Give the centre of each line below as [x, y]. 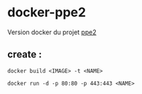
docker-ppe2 [47, 12]
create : [25, 54]
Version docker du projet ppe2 [52, 32]
